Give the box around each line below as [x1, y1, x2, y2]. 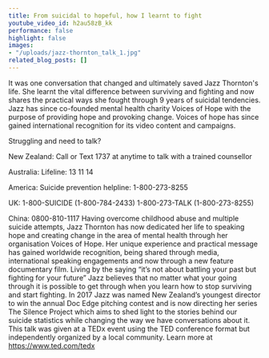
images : [8, 42, 34, 50]
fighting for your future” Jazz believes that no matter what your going [8, 272, 238, 282]
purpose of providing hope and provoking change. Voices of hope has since [8, 112, 259, 121]
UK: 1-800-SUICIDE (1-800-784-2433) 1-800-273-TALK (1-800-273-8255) [8, 197, 255, 208]
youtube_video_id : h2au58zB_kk [8, 19, 113, 27]
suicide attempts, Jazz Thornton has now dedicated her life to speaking [8, 221, 245, 232]
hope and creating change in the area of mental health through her [8, 230, 228, 240]
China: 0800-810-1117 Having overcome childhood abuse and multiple [8, 213, 239, 223]
